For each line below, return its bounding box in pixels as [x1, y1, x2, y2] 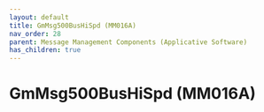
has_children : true [9, 46, 82, 55]
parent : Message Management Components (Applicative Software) [9, 37, 248, 47]
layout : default [9, 12, 69, 22]
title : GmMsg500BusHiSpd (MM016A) [9, 21, 137, 30]
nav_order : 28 [9, 29, 62, 38]
